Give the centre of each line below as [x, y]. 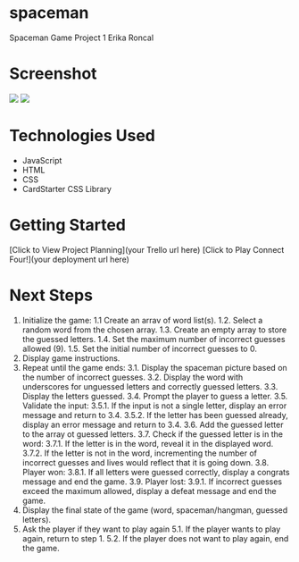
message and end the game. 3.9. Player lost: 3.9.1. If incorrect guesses [152, 482]
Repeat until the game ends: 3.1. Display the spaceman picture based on [154, 367]
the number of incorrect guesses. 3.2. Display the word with [133, 377]
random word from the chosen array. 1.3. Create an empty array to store [154, 330]
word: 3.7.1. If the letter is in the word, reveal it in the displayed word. [148, 443]
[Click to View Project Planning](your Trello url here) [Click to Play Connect [147, 249]
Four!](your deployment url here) [69, 259]
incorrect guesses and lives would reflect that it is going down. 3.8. [145, 462]
